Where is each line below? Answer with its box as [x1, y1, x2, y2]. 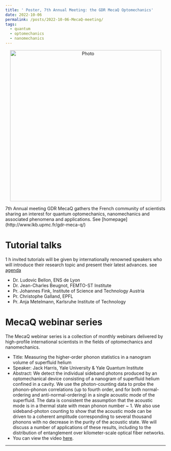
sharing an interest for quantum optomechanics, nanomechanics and [5, 211, 150, 217]
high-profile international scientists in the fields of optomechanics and [5, 339, 153, 345]
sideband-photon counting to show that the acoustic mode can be [12, 408, 152, 414]
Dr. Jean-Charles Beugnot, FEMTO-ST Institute [12, 282, 112, 288]
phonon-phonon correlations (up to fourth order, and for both [12, 386, 141, 392]
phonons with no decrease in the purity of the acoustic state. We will [12, 418, 157, 425]
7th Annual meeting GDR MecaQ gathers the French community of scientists [5, 205, 165, 211]
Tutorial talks [5, 240, 62, 251]
